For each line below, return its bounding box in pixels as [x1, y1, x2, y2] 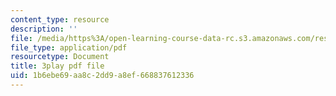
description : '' [10, 24, 78, 34]
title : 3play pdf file [10, 61, 105, 71]
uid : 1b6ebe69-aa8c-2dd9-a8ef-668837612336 [10, 71, 195, 81]
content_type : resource [10, 14, 110, 25]
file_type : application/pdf [10, 42, 128, 53]
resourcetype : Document [10, 52, 110, 62]
